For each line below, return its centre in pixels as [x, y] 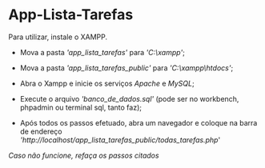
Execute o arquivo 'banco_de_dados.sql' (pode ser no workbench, [129, 98]
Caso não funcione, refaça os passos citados [84, 155]
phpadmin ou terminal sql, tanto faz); [81, 107]
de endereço [41, 131]
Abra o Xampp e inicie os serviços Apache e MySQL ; [107, 83]
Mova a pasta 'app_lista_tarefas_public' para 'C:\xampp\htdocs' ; [126, 68]
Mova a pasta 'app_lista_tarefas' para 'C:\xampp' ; [102, 52]
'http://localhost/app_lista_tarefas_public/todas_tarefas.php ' [120, 140]
